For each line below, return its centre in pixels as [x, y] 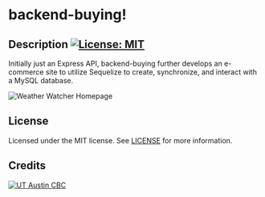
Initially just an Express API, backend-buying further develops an [115, 63]
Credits [27, 166]
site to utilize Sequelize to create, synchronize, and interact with [151, 72]
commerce [26, 72]
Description [38, 44]
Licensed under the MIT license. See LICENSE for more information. [120, 140]
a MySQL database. [41, 80]
